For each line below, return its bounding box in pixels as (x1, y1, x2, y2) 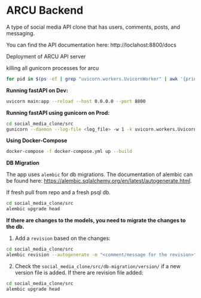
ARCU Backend (6, 4, 84, 17)
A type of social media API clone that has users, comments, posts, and (6, 23, 181, 30)
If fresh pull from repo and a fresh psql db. (6, 189, 111, 196)
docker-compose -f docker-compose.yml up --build (6, 149, 133, 155)
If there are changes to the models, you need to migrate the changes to (6, 217, 186, 224)
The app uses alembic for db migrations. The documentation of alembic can (6, 171, 193, 178)
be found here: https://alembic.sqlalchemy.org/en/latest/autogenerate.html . (6, 177, 193, 185)
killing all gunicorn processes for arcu (6, 64, 99, 72)
